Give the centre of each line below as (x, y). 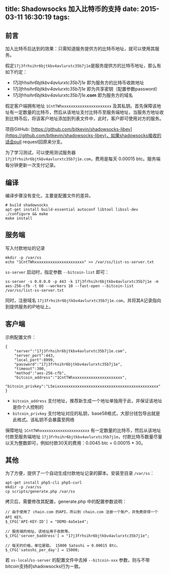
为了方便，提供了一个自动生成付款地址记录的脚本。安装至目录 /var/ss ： (80, 473)
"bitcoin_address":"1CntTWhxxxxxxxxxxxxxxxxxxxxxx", (71, 377)
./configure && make (27, 214)
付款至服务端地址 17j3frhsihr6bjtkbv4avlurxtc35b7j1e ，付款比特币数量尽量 (84, 437)
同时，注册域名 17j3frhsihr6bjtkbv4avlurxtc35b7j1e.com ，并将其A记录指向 (83, 300)
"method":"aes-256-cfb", (40, 373)
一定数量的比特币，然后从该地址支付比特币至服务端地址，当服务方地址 (87, 112)
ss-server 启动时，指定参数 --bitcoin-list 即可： (57, 272)
